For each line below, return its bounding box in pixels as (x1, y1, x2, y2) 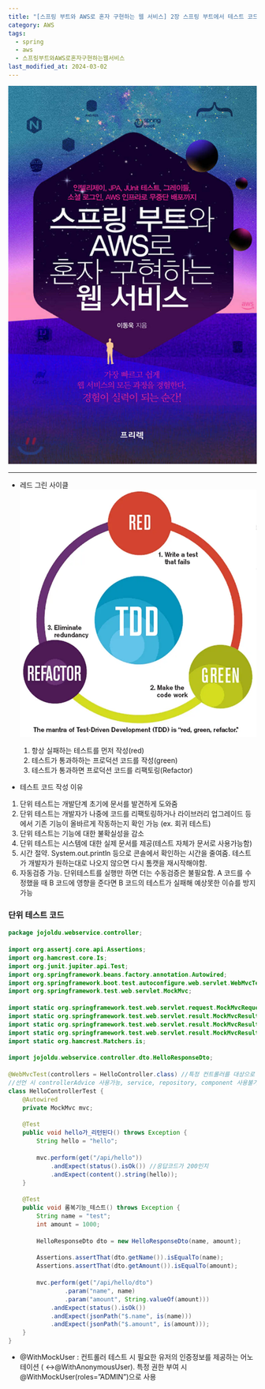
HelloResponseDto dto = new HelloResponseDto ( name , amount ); (36, 1237, 242, 1245)
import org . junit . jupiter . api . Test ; (8, 962, 129, 970)
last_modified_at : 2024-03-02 (8, 63, 108, 71)
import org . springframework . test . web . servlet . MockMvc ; (8, 987, 192, 995)
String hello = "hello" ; (36, 1137, 118, 1145)
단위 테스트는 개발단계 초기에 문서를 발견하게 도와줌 (19, 799, 178, 809)
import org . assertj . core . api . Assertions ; (8, 946, 147, 954)
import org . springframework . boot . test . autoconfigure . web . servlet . (8, 979, 231, 987)
